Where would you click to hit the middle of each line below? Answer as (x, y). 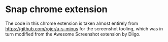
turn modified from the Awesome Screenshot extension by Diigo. (73, 34)
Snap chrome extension (56, 9)
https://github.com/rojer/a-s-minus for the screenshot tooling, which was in (84, 28)
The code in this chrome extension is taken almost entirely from (72, 23)
